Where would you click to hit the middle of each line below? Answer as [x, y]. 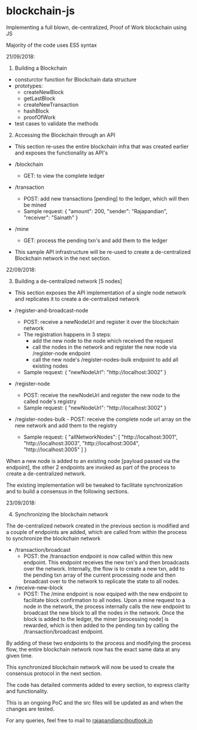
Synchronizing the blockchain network [61, 514]
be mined [35, 205]
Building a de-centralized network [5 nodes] [68, 281]
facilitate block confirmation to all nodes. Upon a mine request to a [104, 600]
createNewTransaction [51, 104]
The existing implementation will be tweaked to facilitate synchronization [94, 485]
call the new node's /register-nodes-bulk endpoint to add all [105, 359]
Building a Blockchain [41, 68]
